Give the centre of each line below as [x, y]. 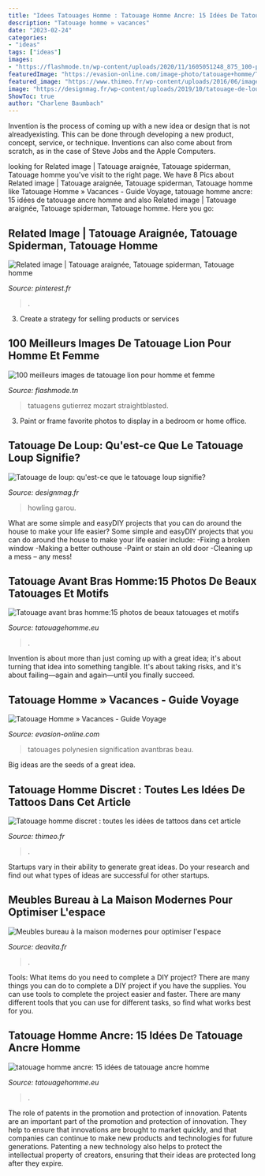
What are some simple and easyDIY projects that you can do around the [125, 522]
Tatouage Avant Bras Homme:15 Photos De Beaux [132, 581]
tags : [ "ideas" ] [35, 52]
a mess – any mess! [40, 556]
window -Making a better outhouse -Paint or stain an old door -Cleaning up [131, 548]
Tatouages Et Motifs [58, 593]
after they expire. [36, 1163]
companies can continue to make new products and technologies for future [131, 1138]
